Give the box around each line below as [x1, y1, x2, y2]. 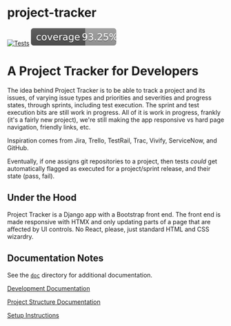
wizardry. [7, 232, 34, 240]
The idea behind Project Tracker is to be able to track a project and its [7, 86, 205, 94]
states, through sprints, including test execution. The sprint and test [7, 100, 200, 109]
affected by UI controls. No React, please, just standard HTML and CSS [7, 225, 210, 233]
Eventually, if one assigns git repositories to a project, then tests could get [7, 157, 217, 165]
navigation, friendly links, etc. [7, 123, 91, 131]
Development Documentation [7, 284, 90, 292]
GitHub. [7, 143, 29, 152]
